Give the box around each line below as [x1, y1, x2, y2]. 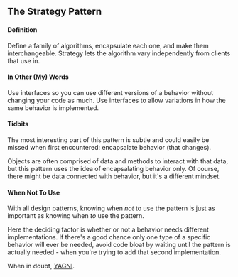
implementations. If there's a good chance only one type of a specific [7, 233, 211, 241]
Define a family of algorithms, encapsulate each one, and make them [7, 41, 209, 50]
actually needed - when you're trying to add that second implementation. [7, 248, 222, 256]
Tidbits [7, 120, 29, 129]
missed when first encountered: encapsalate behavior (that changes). [7, 143, 212, 151]
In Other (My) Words [7, 72, 69, 81]
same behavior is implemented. [7, 103, 99, 112]
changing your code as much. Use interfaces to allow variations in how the [7, 96, 226, 104]
